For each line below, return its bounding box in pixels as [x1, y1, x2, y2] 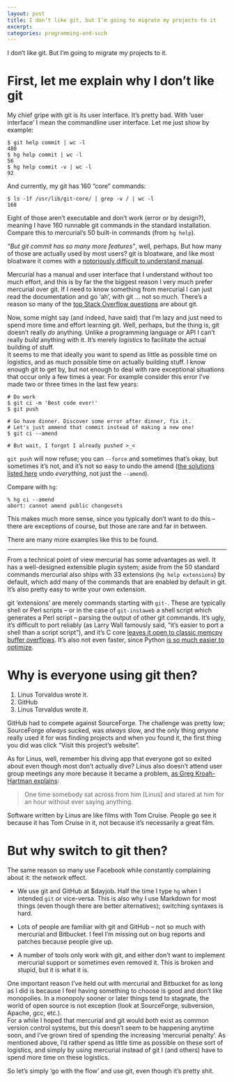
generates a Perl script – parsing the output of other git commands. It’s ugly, [7, 614, 226, 622]
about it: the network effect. [7, 874, 87, 882]
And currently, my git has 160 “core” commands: [7, 182, 146, 190]
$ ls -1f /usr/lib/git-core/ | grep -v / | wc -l [7, 196, 155, 203]
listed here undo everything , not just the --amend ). [7, 470, 150, 478]
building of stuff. [7, 343, 54, 352]
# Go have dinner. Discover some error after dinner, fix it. [7, 418, 192, 425]
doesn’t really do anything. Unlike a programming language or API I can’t [7, 328, 215, 337]
